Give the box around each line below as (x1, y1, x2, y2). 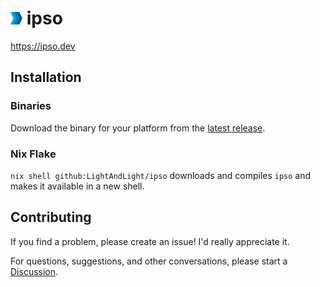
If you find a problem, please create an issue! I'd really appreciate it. (10, 235, 290, 247)
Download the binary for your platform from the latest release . (10, 122, 266, 134)
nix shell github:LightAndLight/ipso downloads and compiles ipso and (10, 169, 312, 181)
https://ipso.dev (10, 40, 76, 52)
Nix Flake (10, 147, 57, 161)
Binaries (10, 99, 52, 113)
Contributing (10, 209, 92, 226)
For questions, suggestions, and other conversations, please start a (10, 255, 288, 267)
